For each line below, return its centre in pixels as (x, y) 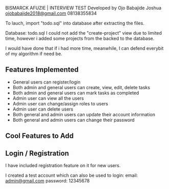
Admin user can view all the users (48, 98)
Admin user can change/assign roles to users (60, 103)
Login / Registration (37, 153)
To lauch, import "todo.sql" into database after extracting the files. (75, 23)
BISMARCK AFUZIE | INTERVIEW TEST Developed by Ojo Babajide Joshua (83, 8)
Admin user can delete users (43, 109)
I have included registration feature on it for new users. (63, 166)
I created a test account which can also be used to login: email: (72, 175)
